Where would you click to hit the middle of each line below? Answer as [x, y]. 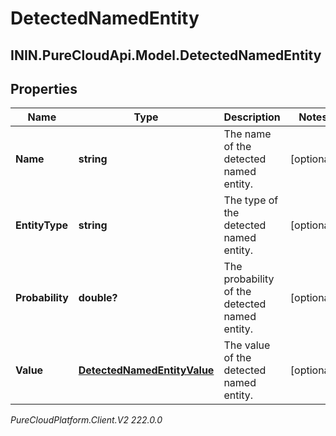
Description [252, 117]
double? [98, 298]
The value [247, 345]
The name [247, 134]
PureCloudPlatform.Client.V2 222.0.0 [86, 420]
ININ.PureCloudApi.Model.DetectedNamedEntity [166, 55]
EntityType [42, 225]
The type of [251, 200]
